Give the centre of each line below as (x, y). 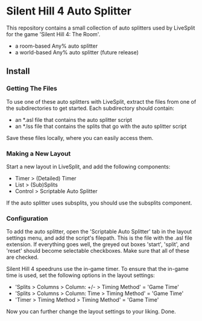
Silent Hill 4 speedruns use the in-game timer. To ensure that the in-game (97, 269)
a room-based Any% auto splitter (56, 46)
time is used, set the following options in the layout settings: (80, 275)
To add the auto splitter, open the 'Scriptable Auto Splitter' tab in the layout (99, 232)
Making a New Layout (39, 153)
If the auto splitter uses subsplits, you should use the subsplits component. (99, 203)
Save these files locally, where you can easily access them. (80, 138)
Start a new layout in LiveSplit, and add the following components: (88, 167)
